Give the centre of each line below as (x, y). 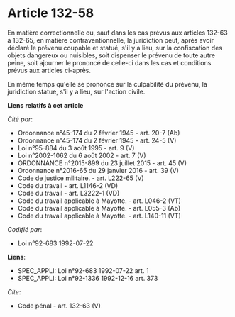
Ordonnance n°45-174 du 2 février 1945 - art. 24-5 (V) (97, 140)
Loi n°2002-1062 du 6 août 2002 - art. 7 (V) (82, 155)
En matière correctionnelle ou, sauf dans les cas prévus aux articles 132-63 (118, 33)
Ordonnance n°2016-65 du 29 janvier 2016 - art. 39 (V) (98, 170)
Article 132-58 (51, 13)
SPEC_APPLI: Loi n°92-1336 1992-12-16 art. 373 (88, 278)
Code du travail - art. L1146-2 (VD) (68, 185)
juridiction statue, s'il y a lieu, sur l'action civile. (76, 91)
